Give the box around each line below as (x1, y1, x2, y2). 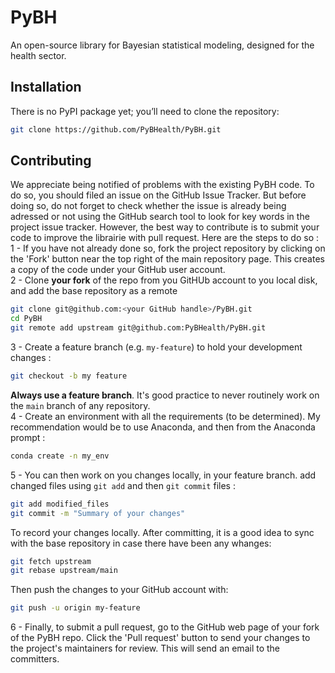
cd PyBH (10, 314, 43, 324)
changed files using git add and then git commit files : (10, 479, 236, 491)
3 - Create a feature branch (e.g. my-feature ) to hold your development (10, 341, 303, 353)
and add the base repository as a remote (10, 285, 178, 297)
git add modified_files (10, 499, 110, 509)
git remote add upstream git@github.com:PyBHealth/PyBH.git (10, 323, 267, 333)
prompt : (10, 431, 46, 443)
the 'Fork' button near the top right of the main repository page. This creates (10, 253, 325, 265)
